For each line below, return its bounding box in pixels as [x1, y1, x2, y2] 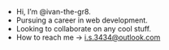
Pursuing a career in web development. [15, 15, 148, 25]
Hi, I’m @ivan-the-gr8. [15, 7, 91, 16]
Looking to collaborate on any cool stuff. [15, 24, 152, 33]
